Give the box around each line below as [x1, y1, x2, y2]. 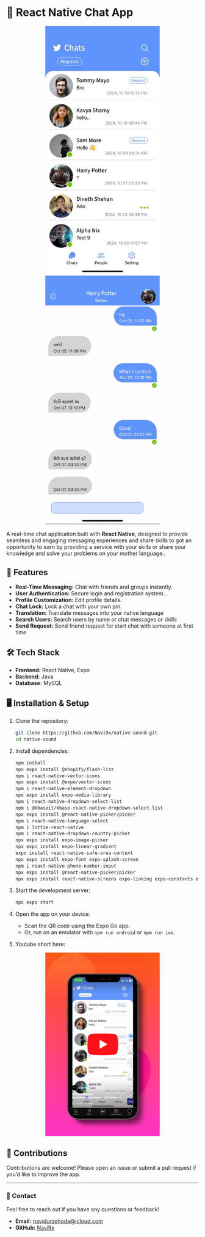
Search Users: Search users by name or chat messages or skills [15, 616, 177, 623]
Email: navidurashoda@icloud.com [15, 1217, 104, 1225]
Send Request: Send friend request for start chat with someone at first [15, 622, 193, 629]
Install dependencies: [15, 747, 70, 755]
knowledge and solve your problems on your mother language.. [6, 550, 166, 557]
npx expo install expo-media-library [15, 792, 112, 799]
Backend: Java [15, 673, 54, 680]
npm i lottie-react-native [15, 824, 84, 830]
